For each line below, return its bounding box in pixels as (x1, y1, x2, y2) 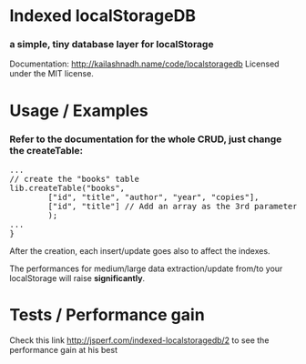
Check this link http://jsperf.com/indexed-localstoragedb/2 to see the (9, 334, 270, 346)
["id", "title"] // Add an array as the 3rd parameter (47, 201, 298, 211)
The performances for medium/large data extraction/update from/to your (9, 263, 283, 274)
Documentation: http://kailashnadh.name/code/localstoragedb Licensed (9, 58, 280, 69)
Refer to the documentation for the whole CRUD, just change (9, 133, 282, 146)
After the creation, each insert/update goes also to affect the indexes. (9, 245, 270, 256)
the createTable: (9, 144, 84, 157)
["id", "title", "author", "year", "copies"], (47, 192, 260, 202)
